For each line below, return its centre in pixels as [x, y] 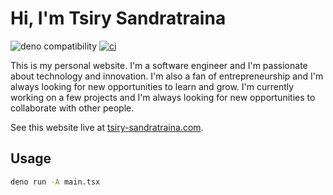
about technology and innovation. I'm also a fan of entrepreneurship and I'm [167, 76]
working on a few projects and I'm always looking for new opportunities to [163, 97]
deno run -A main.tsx [55, 182]
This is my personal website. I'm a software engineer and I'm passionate [159, 65]
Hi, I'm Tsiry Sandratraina [118, 18]
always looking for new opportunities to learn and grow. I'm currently [152, 86]
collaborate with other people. [72, 108]
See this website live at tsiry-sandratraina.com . [107, 127]
